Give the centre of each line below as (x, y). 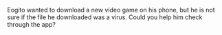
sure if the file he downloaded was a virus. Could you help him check (105, 17)
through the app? (32, 24)
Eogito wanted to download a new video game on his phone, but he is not (111, 10)
